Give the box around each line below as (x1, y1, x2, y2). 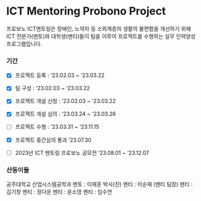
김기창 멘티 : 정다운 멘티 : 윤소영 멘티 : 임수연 (6, 188, 113, 195)
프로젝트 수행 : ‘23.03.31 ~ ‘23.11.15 (15, 123, 99, 131)
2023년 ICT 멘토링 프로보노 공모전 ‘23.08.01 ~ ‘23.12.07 (15, 149, 150, 156)
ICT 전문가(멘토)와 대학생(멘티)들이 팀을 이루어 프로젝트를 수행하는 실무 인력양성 (6, 32, 196, 40)
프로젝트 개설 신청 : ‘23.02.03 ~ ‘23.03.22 (15, 97, 116, 105)
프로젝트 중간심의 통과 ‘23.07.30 (15, 136, 92, 143)
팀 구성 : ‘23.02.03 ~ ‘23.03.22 (15, 85, 90, 92)
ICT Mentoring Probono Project (6, 4, 166, 18)
